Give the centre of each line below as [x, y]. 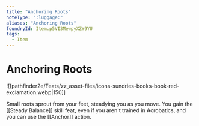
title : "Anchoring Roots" [38, 12]
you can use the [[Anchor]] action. [49, 116]
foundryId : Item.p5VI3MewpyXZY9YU [50, 28]
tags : [13, 34]
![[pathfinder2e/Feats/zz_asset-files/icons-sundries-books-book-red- [93, 86]
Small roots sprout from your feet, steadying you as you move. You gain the [100, 104]
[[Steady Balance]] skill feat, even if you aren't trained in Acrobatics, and [96, 110]
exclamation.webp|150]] [36, 92]
